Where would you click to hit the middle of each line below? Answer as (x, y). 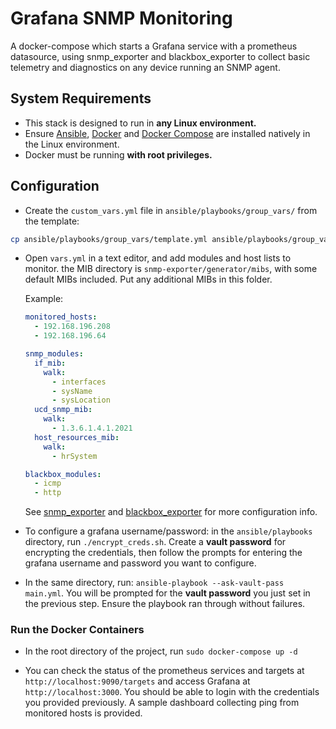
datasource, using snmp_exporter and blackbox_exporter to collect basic (160, 56)
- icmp (48, 483)
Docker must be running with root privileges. (118, 154)
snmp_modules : (54, 354)
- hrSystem (74, 456)
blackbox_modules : (63, 474)
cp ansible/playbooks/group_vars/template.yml (109, 239)
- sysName (72, 391)
